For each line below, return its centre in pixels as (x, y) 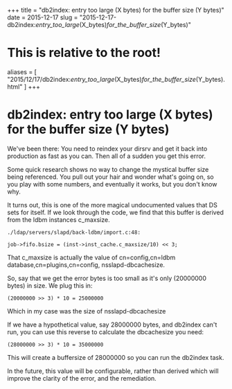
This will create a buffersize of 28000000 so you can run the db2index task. (116, 357)
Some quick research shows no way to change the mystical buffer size (108, 169)
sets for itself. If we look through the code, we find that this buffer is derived (115, 212)
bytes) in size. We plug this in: (50, 285)
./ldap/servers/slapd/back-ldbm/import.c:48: (74, 232)
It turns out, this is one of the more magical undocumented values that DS (113, 205)
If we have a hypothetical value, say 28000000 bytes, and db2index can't (112, 325)
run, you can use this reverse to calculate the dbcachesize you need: (106, 331)
